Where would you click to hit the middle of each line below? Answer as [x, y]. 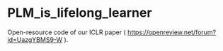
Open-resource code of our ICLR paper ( [67, 32]
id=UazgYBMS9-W [35, 39]
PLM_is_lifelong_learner [80, 13]
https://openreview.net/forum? [172, 32]
